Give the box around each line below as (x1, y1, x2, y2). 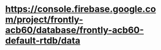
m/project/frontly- (5, 14, 84, 25)
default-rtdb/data (5, 35, 80, 47)
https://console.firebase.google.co (5, 3, 156, 15)
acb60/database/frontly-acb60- (5, 25, 144, 36)
